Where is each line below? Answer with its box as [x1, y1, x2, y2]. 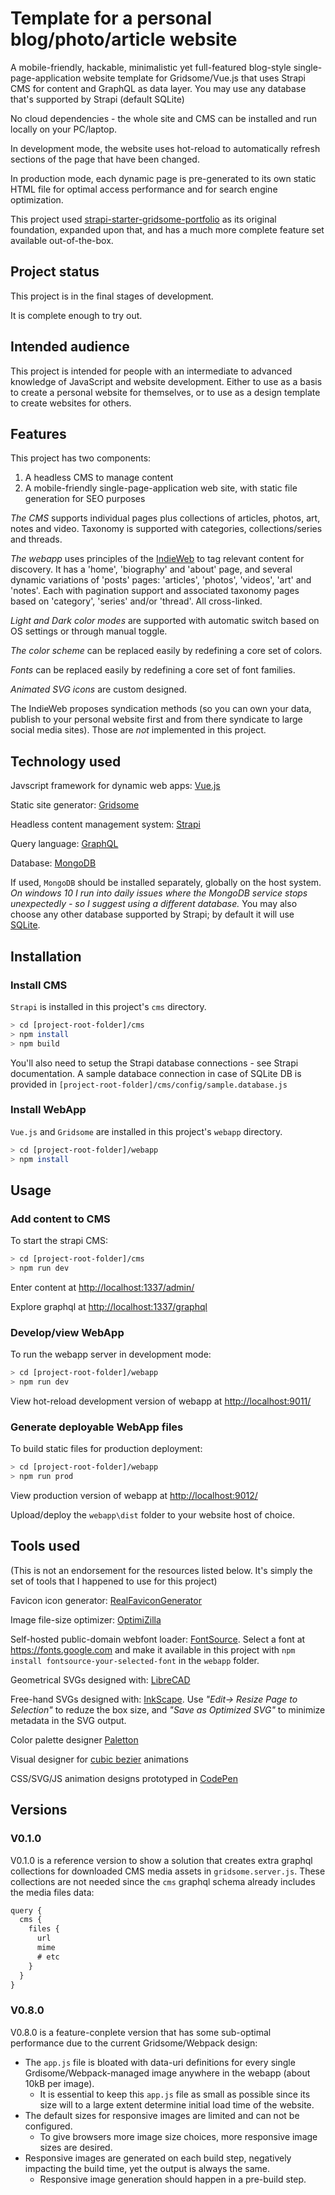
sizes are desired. [39, 2141, 113, 2153]
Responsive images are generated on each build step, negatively [24, 2152, 292, 2164]
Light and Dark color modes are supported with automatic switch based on [10, 615, 320, 627]
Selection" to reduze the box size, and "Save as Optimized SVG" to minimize [10, 1703, 326, 1716]
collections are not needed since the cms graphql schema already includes [10, 1875, 316, 1887]
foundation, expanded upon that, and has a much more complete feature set [10, 223, 325, 236]
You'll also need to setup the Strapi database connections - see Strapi [10, 1057, 299, 1069]
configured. [24, 2120, 73, 2132]
